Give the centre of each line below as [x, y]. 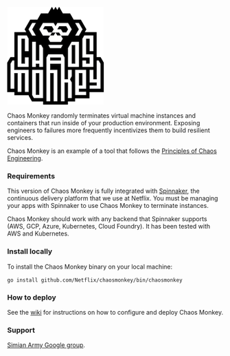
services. [20, 137]
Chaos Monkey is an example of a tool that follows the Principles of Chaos [112, 151]
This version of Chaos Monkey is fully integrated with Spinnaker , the [104, 191]
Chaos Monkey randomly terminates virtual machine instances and [102, 116]
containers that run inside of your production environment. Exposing [104, 123]
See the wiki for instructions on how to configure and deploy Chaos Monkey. [115, 312]
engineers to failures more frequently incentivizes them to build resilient [109, 130]
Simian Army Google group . [46, 345]
